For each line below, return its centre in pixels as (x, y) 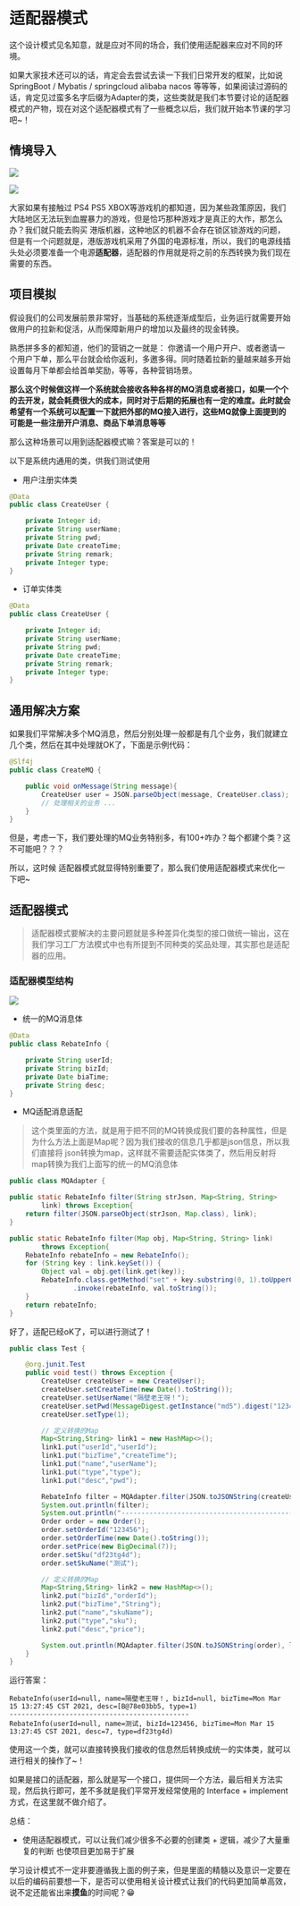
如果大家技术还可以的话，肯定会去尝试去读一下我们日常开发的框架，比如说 (146, 75)
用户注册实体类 (50, 479)
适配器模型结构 (42, 980)
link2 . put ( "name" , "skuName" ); (97, 1613)
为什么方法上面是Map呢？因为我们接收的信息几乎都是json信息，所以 (157, 1142)
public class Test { (48, 1348)
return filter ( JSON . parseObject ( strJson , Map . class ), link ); (141, 1214)
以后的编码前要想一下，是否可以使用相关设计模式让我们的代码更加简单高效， (150, 1881)
